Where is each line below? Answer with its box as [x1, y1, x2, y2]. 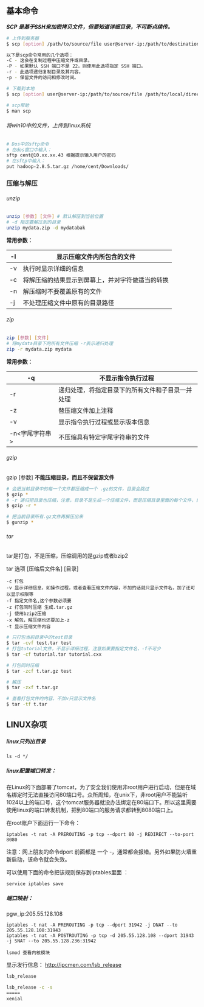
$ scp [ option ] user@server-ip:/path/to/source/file [6, 91, 143, 97]
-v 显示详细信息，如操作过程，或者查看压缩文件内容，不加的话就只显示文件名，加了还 [6, 585, 191, 591]
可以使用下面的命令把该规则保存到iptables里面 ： [6, 869, 129, 876]
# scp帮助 [6, 102, 29, 108]
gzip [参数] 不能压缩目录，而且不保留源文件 [6, 474, 115, 481]
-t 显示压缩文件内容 [6, 623, 51, 630]
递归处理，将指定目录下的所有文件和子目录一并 [58, 385, 192, 394]
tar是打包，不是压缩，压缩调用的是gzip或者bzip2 [6, 552, 129, 560]
